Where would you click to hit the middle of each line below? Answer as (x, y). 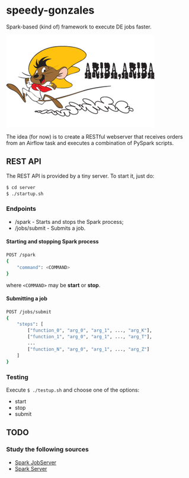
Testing (17, 377)
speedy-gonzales (50, 10)
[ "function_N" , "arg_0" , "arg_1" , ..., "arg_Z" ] (89, 349)
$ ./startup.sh (25, 194)
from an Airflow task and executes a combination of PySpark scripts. (90, 143)
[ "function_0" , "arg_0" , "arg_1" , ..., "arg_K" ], (90, 331)
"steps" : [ (30, 324)
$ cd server (21, 187)
